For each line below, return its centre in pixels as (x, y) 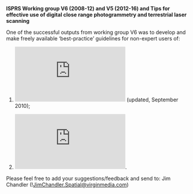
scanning (18, 21)
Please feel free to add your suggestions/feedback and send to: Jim (88, 178)
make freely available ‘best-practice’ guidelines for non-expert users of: (93, 38)
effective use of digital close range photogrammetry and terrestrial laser (96, 15)
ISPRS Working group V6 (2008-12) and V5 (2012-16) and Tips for (88, 8)
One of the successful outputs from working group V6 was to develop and (96, 32)
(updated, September (152, 100)
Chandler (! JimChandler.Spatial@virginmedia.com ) (67, 185)
